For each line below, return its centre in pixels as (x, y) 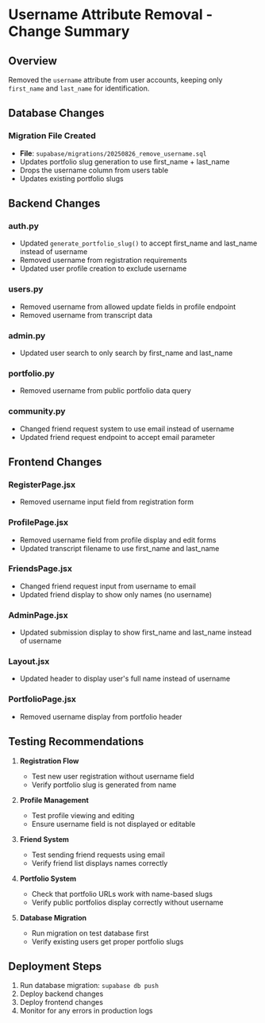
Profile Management (54, 800)
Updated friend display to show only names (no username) (116, 594)
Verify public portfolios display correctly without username (127, 902)
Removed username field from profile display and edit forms (118, 540)
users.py (26, 289)
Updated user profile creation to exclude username (103, 268)
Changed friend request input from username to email (108, 586)
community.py (37, 411)
